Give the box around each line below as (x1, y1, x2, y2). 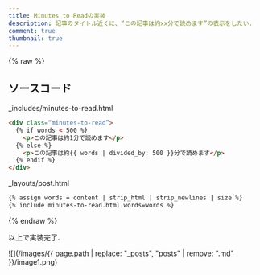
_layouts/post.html (8, 179, 70, 188)
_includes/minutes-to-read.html (8, 104, 113, 113)
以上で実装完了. (8, 232, 60, 242)
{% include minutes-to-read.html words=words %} (8, 202, 175, 210)
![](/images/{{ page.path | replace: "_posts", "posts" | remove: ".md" (8, 248, 235, 258)
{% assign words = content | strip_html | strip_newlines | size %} (8, 194, 243, 202)
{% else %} (15, 142, 52, 150)
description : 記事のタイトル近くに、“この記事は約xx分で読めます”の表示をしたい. (8, 19, 254, 27)
